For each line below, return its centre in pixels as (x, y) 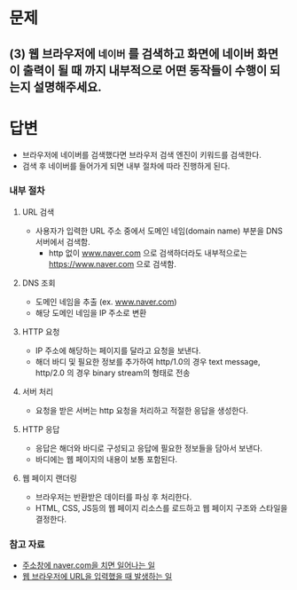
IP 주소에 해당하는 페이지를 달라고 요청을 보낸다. (118, 350)
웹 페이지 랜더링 (49, 478)
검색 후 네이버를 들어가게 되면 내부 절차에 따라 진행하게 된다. (126, 166)
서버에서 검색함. (63, 241)
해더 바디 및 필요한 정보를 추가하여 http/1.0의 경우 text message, (148, 361)
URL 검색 (38, 212)
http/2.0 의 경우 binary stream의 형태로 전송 (113, 373)
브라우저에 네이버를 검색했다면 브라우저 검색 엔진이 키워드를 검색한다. (141, 154)
